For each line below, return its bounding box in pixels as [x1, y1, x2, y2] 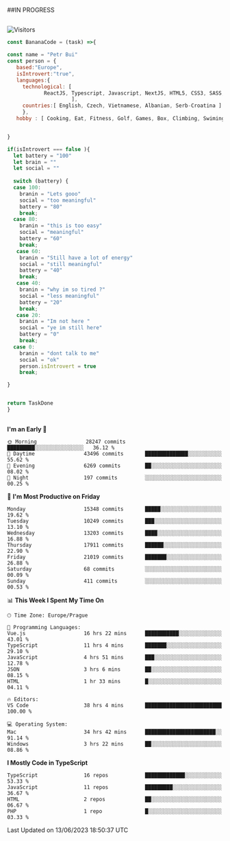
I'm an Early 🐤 [7, 425, 47, 434]
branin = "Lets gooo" [19, 190, 81, 198]
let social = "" [13, 165, 60, 172]
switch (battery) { [13, 178, 69, 185]
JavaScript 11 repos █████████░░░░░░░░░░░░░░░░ [7, 784, 222, 791]
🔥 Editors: [7, 696, 39, 703]
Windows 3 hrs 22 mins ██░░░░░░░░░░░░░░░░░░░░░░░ [7, 741, 222, 748]
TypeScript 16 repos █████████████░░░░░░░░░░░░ [7, 772, 222, 779]
